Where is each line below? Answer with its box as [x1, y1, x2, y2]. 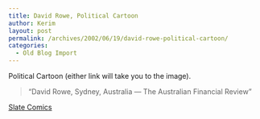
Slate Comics [8, 102, 52, 112]
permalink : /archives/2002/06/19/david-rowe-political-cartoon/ [8, 34, 229, 43]
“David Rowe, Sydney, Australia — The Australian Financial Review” [27, 87, 252, 96]
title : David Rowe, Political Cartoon [8, 11, 138, 20]
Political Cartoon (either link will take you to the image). [8, 72, 192, 80]
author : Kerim [8, 19, 56, 27]
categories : [8, 42, 48, 50]
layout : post [8, 27, 52, 35]
